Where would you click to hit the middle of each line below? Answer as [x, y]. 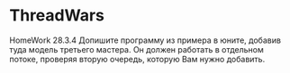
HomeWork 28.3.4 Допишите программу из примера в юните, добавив [145, 40]
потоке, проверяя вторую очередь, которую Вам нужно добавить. [137, 59]
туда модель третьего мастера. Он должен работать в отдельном [136, 49]
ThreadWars [57, 16]
